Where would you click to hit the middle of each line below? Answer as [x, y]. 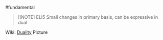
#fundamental [20, 7]
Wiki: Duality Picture [27, 32]
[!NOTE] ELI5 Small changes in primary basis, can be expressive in [88, 17]
